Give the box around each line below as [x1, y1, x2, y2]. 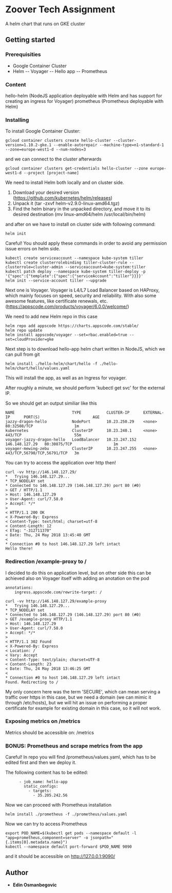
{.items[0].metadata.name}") [5, 840, 68, 845]
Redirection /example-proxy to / [5, 558, 87, 565]
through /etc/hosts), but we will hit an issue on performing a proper [5, 699, 147, 705]
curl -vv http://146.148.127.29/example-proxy [5, 598, 107, 604]
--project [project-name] [24, 171, 80, 176]
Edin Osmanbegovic [12, 882, 57, 888]
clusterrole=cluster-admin [5, 265, 63, 270]
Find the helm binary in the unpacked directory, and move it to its [12, 206, 150, 212]
